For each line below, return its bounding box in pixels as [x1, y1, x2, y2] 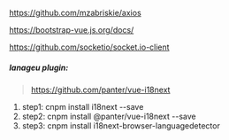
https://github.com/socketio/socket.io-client [9, 42, 170, 52]
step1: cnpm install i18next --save [21, 101, 144, 112]
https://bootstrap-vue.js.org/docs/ [9, 25, 134, 35]
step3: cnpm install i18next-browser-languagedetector [21, 120, 221, 131]
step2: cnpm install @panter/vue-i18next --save [21, 111, 196, 121]
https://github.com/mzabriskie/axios [9, 8, 141, 18]
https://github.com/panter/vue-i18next [30, 84, 171, 95]
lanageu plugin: [9, 62, 69, 73]
